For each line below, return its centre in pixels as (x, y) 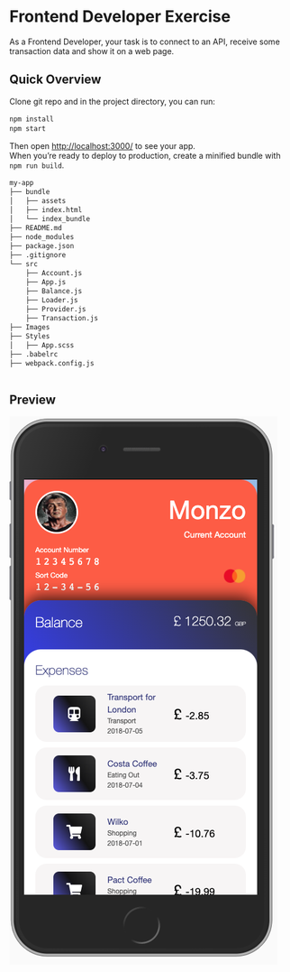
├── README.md (36, 227)
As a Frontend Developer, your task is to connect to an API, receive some (145, 42)
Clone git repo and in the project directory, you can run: (113, 101)
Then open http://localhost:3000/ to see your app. (103, 145)
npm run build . (37, 165)
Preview (33, 399)
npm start (28, 128)
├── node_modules (42, 236)
